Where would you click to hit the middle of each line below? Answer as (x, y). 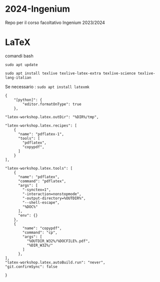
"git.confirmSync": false (31, 267)
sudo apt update (21, 65)
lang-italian (18, 77)
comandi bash (19, 56)
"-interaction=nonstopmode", (52, 194)
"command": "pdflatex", (42, 181)
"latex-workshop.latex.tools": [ (39, 168)
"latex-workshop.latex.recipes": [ (41, 126)
